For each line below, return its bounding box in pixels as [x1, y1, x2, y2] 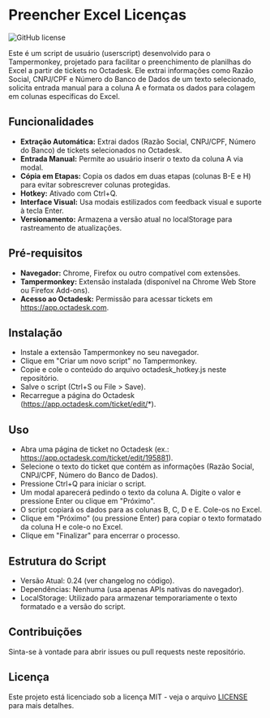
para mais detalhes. [8, 700, 75, 710]
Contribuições [8, 625, 83, 639]
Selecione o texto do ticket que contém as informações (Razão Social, [19, 461, 255, 472]
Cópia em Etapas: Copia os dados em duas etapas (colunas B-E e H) [19, 171, 251, 180]
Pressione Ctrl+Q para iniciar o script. [19, 479, 147, 489]
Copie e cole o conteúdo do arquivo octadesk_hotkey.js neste [19, 365, 227, 374]
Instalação [8, 326, 63, 340]
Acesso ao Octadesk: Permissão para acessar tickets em [19, 294, 213, 304]
